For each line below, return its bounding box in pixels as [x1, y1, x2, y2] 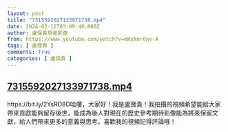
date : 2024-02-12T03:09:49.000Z [7, 23, 100, 30]
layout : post [7, 10, 45, 17]
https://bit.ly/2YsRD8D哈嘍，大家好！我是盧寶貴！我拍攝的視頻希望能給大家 [7, 100, 222, 108]
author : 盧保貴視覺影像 [7, 29, 68, 37]
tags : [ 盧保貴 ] [7, 42, 54, 49]
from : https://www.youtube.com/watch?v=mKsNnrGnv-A [7, 36, 158, 43]
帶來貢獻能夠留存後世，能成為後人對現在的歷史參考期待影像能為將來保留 [7, 109, 212, 117]
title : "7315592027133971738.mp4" [7, 17, 107, 23]
